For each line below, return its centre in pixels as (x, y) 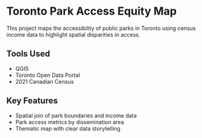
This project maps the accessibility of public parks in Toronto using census (101, 28)
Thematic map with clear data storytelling (68, 128)
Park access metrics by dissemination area (70, 122)
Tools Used (28, 54)
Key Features (32, 101)
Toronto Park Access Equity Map (91, 11)
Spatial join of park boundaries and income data (76, 115)
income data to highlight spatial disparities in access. (73, 34)
